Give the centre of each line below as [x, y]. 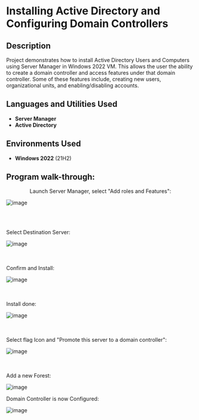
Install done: [22, 304]
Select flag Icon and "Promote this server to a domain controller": [87, 340]
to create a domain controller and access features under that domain [91, 73]
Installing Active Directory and [83, 11]
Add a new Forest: [29, 376]
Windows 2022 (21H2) [43, 158]
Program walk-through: [51, 177]
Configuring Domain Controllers [87, 24]
